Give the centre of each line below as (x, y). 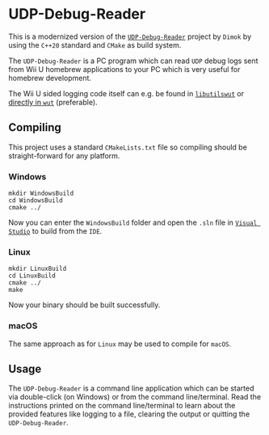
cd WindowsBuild (36, 201)
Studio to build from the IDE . (55, 231)
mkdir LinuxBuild (38, 269)
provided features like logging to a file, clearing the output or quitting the (129, 414)
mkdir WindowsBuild (41, 194)
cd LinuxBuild (32, 276)
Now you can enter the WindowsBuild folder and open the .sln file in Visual (133, 222)
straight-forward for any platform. (64, 155)
